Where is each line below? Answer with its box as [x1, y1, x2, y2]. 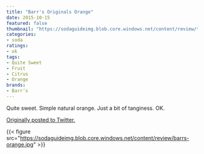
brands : [6, 82, 26, 89]
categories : [6, 32, 36, 38]
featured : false [6, 20, 47, 26]
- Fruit [6, 65, 26, 72]
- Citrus [6, 71, 29, 77]
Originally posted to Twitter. [6, 116, 76, 123]
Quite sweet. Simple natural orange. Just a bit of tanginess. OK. [6, 104, 165, 112]
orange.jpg [6, 141, 34, 148]
